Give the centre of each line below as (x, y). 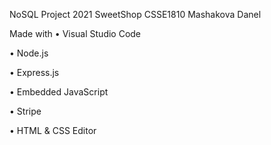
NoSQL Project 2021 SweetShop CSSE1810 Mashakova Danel (135, 14)
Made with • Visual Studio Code (75, 33)
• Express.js (34, 72)
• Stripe (25, 111)
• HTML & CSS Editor (53, 130)
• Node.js (29, 53)
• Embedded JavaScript (59, 92)
